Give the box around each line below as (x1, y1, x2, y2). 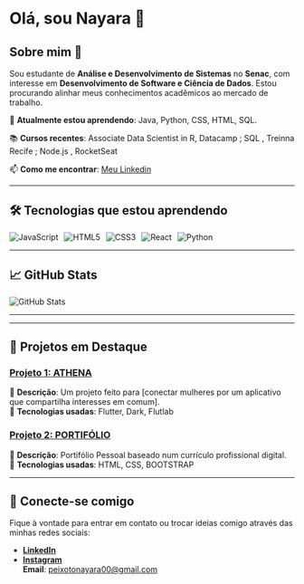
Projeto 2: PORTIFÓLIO (9, 429, 111, 442)
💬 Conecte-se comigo (9, 493, 135, 509)
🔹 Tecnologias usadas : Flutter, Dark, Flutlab (9, 407, 174, 417)
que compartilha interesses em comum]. (9, 397, 160, 407)
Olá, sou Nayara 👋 (9, 8, 146, 29)
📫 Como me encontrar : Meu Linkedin (9, 164, 152, 175)
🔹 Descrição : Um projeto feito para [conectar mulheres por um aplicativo (9, 387, 282, 397)
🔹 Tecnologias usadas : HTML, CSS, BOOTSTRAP (9, 459, 195, 470)
